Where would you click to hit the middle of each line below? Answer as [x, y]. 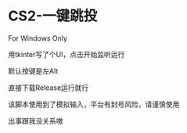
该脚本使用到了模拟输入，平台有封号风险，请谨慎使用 [94, 104]
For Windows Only [38, 38]
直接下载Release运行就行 [49, 88]
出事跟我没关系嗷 [36, 120]
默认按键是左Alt [33, 70]
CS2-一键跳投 [53, 16]
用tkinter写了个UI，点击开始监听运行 [67, 54]
